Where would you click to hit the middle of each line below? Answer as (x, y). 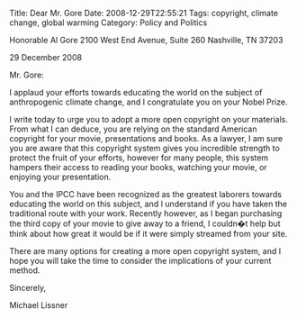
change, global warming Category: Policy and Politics (108, 23)
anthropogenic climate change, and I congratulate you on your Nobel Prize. (148, 102)
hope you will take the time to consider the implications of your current (140, 261)
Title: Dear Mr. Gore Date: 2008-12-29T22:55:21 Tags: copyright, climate (144, 13)
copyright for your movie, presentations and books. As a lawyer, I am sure (146, 138)
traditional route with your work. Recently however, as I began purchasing (146, 214)
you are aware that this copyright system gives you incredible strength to (145, 148)
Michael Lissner (39, 305)
